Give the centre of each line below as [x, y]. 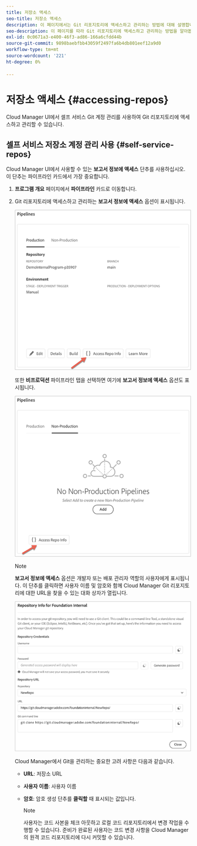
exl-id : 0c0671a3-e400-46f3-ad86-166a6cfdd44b [64, 37]
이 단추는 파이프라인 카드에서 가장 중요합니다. [58, 177]
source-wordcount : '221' [36, 56]
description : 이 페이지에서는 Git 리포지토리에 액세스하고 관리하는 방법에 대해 [91, 25]
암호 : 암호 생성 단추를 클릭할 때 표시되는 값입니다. [79, 798]
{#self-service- [145, 145]
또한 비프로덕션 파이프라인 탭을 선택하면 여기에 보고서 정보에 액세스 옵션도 [99, 380]
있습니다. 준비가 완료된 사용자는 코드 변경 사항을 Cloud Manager [115, 830]
